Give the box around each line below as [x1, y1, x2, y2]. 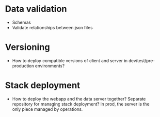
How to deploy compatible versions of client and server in [12, 57, 128, 64]
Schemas [12, 19, 31, 25]
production [12, 63, 34, 68]
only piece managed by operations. [12, 106, 83, 112]
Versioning [5, 42, 50, 53]
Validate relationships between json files [12, 24, 93, 30]
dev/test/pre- [128, 57, 155, 64]
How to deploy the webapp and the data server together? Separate [12, 96, 146, 101]
